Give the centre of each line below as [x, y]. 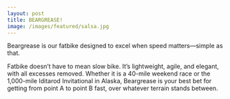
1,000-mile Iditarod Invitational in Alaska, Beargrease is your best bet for [109, 81]
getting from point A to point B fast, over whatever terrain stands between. [113, 88]
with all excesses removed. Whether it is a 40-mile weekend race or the [109, 74]
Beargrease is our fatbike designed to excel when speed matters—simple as [115, 46]
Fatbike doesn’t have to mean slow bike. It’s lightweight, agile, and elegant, [113, 67]
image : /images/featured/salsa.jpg [58, 26]
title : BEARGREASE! [35, 20]
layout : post [26, 13]
